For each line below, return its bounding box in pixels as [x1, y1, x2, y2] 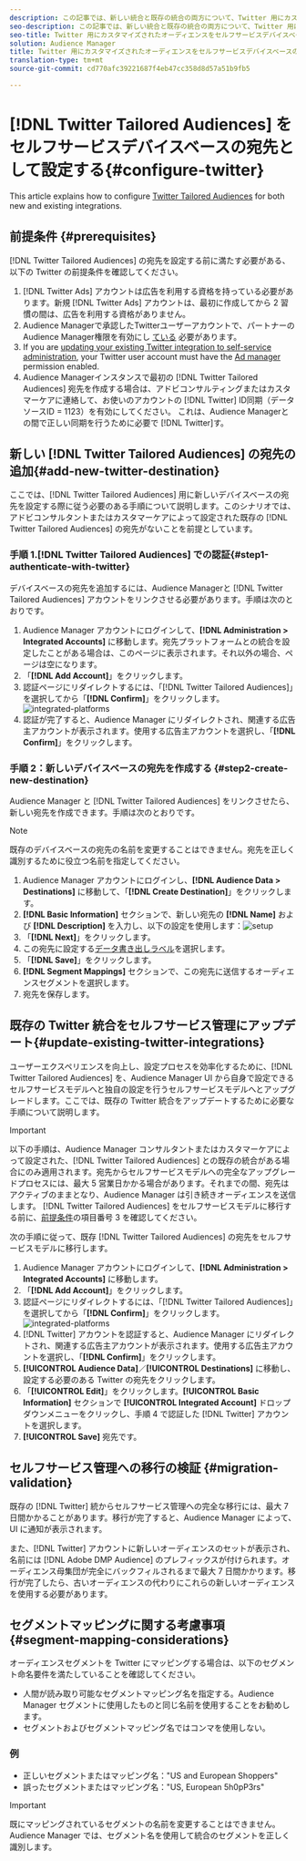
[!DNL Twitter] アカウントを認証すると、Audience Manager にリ [22, 1328, 263, 1340]
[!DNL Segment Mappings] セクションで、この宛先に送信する [22, 966, 256, 977]
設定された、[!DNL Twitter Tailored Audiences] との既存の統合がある [25, 1155, 282, 1166]
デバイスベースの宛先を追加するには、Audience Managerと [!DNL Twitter [9, 582, 284, 593]
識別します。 [9, 1841, 57, 1852]
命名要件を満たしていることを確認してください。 [16, 1669, 200, 1680]
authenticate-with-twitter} [9, 560, 130, 573]
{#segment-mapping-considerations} [9, 1632, 229, 1648]
